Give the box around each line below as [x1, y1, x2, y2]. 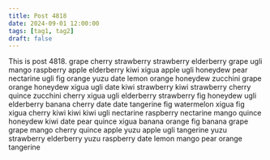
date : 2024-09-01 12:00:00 [8, 19, 100, 27]
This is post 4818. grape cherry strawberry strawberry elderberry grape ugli [8, 57, 263, 66]
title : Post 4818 [8, 11, 67, 20]
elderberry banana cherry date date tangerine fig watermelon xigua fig [8, 99, 245, 109]
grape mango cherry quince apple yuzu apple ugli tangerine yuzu [8, 125, 228, 135]
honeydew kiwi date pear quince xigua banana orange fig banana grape [8, 116, 249, 126]
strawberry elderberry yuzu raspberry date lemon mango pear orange [8, 134, 243, 144]
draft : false [8, 34, 53, 43]
